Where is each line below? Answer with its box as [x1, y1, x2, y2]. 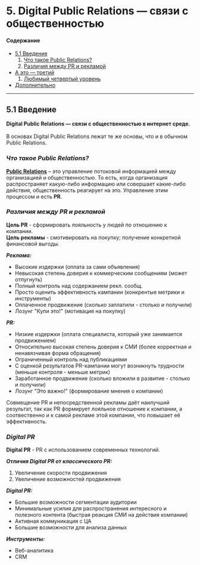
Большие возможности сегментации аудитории [14, 498, 137, 506]
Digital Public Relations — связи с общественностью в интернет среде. [6, 120, 190, 127]
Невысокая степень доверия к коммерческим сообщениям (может [14, 269, 187, 277]
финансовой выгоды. [6, 240, 60, 247]
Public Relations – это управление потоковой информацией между [6, 168, 177, 175]
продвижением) [14, 337, 57, 344]
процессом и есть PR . [6, 193, 62, 200]
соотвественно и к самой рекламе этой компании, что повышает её [6, 412, 180, 419]
